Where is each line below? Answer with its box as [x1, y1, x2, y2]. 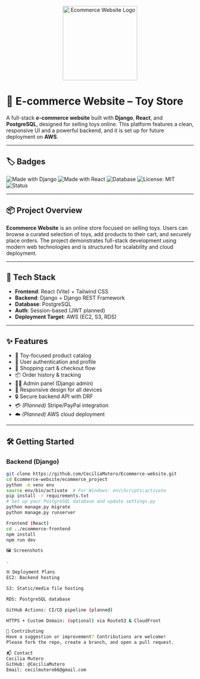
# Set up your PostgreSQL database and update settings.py [6, 499, 156, 505]
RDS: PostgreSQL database [6, 596, 70, 602]
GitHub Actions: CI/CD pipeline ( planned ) [6, 607, 113, 613]
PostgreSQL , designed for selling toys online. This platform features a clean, [6, 120, 194, 127]
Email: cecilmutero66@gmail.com [6, 667, 86, 672]
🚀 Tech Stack [6, 272, 56, 282]
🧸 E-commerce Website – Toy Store [6, 95, 183, 108]
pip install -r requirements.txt [6, 493, 89, 499]
